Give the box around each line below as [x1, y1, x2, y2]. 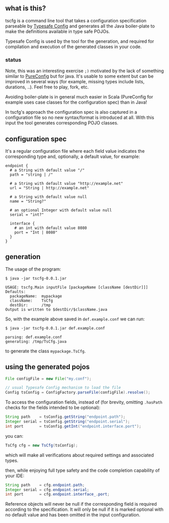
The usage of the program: [5, 266, 62, 272]
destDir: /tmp [10, 302, 51, 308]
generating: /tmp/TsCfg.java [5, 339, 67, 344]
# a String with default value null [10, 194, 87, 200]
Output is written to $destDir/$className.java [5, 307, 108, 312]
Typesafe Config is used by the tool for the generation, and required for [5, 38, 154, 44]
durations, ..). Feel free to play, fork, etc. [5, 84, 89, 90]
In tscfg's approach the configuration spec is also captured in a [5, 109, 138, 115]
